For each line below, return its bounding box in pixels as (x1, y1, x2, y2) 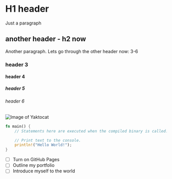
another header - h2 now (5, 35, 86, 43)
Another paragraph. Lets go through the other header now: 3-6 (5, 48, 138, 54)
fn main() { (5, 123, 31, 129)
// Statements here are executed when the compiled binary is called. (14, 129, 168, 134)
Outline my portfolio (12, 162, 55, 168)
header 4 (5, 73, 25, 80)
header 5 (5, 85, 25, 91)
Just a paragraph (5, 20, 42, 26)
